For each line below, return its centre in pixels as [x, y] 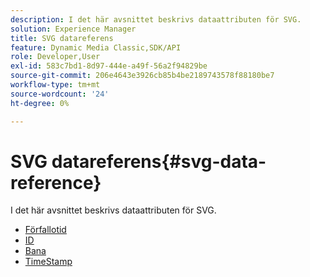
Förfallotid [45, 230]
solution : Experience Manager [73, 29]
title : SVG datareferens [62, 38]
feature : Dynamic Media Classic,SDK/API [96, 47]
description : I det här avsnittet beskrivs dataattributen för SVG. [156, 19]
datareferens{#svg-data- [159, 161]
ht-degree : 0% [40, 103]
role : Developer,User [55, 57]
